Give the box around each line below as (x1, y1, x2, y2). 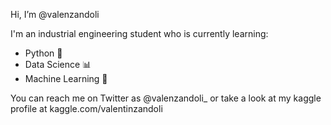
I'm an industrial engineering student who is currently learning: (10, 28, 269, 39)
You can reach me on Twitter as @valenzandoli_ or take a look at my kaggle (10, 92, 322, 104)
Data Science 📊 (24, 59, 92, 70)
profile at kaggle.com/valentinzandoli (10, 103, 163, 114)
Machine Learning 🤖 (24, 73, 108, 84)
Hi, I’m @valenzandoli (10, 9, 100, 20)
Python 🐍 (24, 47, 63, 59)
